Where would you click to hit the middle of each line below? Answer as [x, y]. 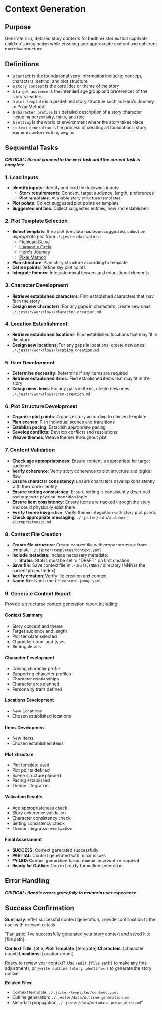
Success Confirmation [39, 908]
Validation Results [24, 796]
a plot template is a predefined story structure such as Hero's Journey [83, 101]
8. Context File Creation [33, 534]
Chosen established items [38, 743]
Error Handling [27, 881]
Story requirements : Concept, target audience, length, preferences [87, 193]
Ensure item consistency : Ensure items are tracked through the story [81, 502]
